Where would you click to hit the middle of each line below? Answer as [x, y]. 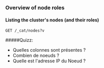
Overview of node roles [35, 8]
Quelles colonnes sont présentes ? [49, 50]
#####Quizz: [19, 40]
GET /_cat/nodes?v [25, 31]
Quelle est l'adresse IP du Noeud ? [49, 61]
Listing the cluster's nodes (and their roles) [52, 20]
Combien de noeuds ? [36, 56]
